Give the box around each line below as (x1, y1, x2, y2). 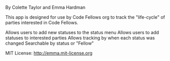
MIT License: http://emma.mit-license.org (5, 50, 93, 56)
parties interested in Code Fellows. (5, 20, 79, 25)
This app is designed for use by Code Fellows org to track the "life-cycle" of (5, 14, 165, 20)
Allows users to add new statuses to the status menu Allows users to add (5, 29, 159, 35)
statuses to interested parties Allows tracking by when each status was (5, 35, 155, 41)
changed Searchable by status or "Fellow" (5, 40, 94, 46)
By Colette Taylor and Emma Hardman (5, 5, 86, 10)
